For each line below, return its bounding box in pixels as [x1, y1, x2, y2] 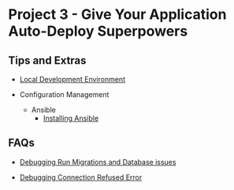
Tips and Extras [8, 54, 87, 67]
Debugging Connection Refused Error [19, 172, 143, 182]
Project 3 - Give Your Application [8, 6, 227, 24]
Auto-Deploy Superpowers [8, 22, 188, 40]
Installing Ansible [43, 114, 99, 123]
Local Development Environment [19, 75, 126, 84]
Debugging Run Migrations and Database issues [19, 157, 176, 166]
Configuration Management [19, 90, 110, 99]
